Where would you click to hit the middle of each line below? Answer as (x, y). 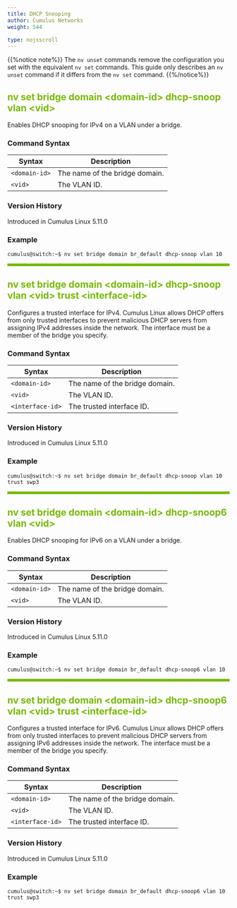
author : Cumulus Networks (45, 20)
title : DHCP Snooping (39, 14)
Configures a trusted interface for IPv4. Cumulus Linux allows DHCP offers (116, 313)
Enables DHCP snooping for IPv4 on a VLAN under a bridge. (95, 125)
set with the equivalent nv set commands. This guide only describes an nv (115, 67)
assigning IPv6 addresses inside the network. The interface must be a (109, 743)
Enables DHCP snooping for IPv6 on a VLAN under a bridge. (95, 540)
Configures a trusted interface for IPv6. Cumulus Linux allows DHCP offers (116, 728)
